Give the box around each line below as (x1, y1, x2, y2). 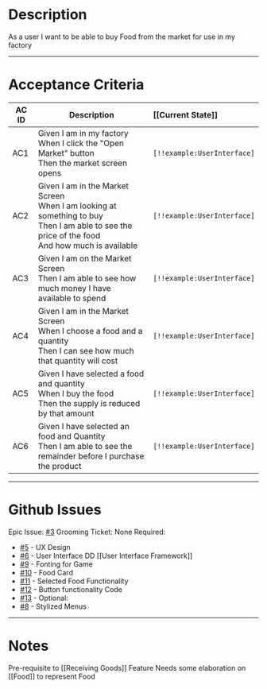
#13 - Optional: (19, 593, 69, 602)
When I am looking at (37, 200, 117, 211)
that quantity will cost (37, 355, 118, 366)
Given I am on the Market (37, 253, 132, 264)
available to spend (37, 292, 106, 304)
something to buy (37, 210, 103, 221)
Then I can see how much (37, 345, 135, 356)
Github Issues (8, 501, 102, 519)
